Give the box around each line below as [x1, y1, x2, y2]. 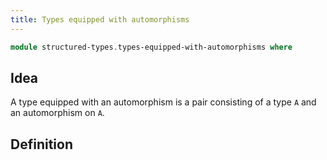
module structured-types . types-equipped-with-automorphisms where [10, 42, 293, 52]
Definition [10, 136, 73, 153]
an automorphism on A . [10, 107, 105, 119]
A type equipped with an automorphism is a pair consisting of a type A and [10, 96, 317, 108]
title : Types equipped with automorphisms [10, 14, 190, 25]
